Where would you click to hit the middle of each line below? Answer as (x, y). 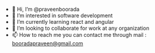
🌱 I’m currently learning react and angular (63, 22)
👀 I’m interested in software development (62, 15)
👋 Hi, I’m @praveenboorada (46, 9)
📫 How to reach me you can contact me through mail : (79, 35)
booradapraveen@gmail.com (47, 43)
